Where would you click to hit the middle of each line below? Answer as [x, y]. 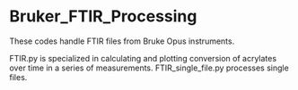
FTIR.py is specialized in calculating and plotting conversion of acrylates [143, 58]
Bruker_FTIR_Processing [103, 16]
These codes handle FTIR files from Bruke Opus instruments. [122, 41]
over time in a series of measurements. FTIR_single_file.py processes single [149, 68]
